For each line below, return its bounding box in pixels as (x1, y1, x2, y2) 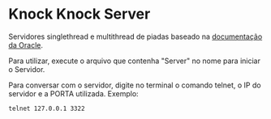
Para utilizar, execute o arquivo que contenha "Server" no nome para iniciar (8, 56, 261, 66)
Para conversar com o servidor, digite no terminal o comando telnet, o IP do (8, 80, 261, 90)
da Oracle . (8, 40, 43, 49)
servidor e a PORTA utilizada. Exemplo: (8, 88, 140, 98)
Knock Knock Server (8, 5, 151, 23)
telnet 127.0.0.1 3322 (8, 104, 85, 113)
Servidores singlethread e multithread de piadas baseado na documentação (8, 32, 263, 41)
